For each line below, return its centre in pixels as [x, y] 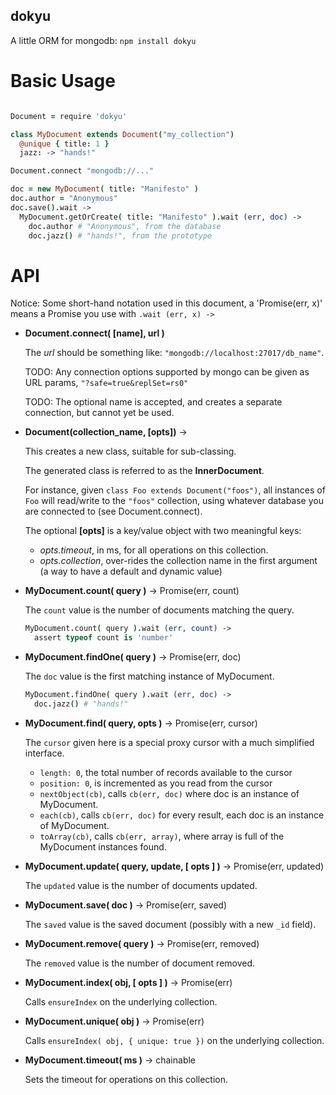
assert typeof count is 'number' [104, 638]
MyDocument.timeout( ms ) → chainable [110, 1060]
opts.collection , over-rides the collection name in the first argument [178, 561]
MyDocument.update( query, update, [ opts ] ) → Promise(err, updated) [174, 866]
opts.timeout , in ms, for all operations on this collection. [154, 550]
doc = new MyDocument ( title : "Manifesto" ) [104, 189]
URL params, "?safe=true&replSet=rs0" [106, 383]
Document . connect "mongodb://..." [82, 171]
